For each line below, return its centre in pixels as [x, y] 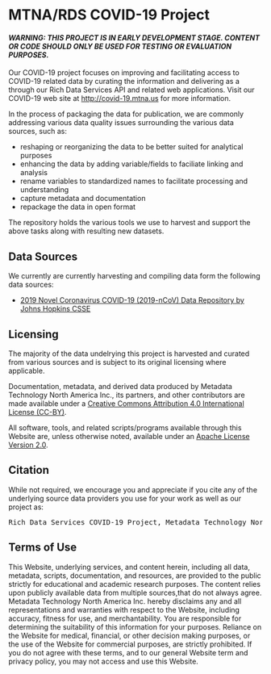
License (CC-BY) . [38, 412]
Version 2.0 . [28, 445]
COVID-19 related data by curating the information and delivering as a [124, 82]
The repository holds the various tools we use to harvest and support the [129, 223]
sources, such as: [38, 132]
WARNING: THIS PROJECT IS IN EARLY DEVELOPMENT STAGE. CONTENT [134, 37]
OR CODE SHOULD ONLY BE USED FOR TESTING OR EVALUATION [120, 46]
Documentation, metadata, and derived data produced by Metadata [120, 387]
